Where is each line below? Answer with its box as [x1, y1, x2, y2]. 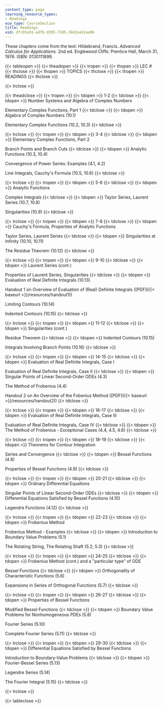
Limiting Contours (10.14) [5, 301, 55, 307]
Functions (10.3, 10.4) [5, 151, 48, 157]
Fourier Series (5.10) [5, 621, 45, 627]
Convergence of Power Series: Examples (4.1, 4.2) [5, 161, 106, 166]
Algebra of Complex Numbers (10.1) [5, 112, 76, 118]
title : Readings [5, 25, 38, 30]
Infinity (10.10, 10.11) [5, 238, 44, 244]
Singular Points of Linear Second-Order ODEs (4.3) [5, 374, 108, 379]
